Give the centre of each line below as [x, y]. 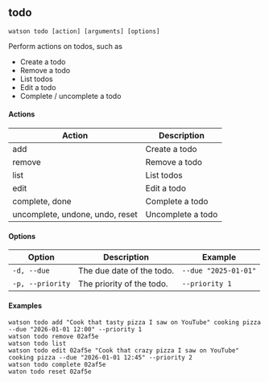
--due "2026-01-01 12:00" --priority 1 [75, 330]
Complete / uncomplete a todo [70, 96]
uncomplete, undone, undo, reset [75, 215]
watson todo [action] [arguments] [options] [84, 31]
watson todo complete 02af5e [57, 365]
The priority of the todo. [123, 284]
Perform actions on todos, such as [66, 46]
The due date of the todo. [126, 271]
